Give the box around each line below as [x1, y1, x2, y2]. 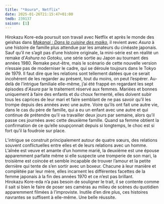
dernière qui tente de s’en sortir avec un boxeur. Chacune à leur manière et [5, 163, 156, 169]
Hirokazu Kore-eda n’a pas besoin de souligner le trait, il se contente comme [5, 179, 160, 185]
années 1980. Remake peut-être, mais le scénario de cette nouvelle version [5, 60, 157, 66]
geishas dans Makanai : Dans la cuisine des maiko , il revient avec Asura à [5, 40, 155, 45]
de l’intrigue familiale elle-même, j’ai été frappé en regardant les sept [14, 81, 154, 87]
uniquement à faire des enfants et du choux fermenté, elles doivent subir [5, 91, 152, 97]
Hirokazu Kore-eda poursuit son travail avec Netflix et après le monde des [5, 34, 154, 40]
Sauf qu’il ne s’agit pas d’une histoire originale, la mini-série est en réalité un [5, 50, 159, 56]
